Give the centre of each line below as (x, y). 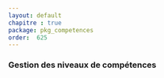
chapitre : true (35, 23)
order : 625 (28, 37)
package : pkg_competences (51, 30)
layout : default (35, 15)
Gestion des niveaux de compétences (82, 65)
